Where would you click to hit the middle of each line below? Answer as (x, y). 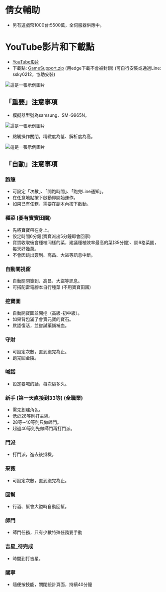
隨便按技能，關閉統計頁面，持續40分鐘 (52, 584)
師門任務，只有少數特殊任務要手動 (47, 533)
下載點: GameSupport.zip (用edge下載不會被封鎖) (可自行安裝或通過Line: (87, 68)
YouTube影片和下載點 (50, 47)
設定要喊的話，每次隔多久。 (41, 384)
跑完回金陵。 (25, 358)
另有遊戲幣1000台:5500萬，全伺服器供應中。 (58, 25)
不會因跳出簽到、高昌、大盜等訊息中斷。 (54, 255)
